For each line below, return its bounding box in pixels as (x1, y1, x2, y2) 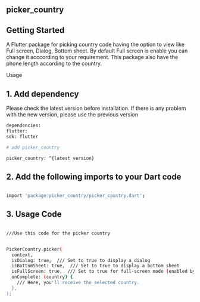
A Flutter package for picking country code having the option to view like (6, 41, 185, 48)
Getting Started (6, 25, 65, 35)
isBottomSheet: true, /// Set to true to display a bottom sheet (11, 263, 180, 269)
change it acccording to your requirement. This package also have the (6, 54, 179, 61)
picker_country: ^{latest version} (6, 155, 95, 161)
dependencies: (6, 122, 42, 129)
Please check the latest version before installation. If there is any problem (6, 104, 186, 112)
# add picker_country (6, 144, 60, 150)
